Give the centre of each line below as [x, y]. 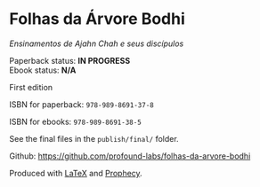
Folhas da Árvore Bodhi [97, 19]
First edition [31, 87]
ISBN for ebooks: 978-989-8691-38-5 [76, 121]
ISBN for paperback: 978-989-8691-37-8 [81, 104]
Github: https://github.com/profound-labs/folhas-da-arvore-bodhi [130, 156]
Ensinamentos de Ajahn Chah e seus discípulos [97, 43]
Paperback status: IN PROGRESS [70, 60]
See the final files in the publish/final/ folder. [94, 138]
